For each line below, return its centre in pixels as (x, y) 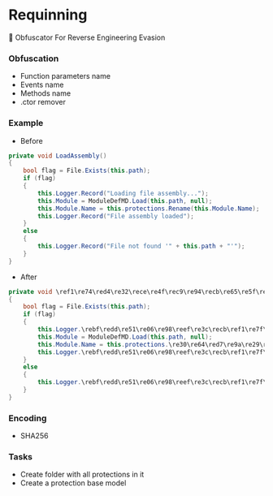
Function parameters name (65, 76)
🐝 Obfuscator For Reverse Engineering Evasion (87, 37)
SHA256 (34, 436)
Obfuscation (34, 58)
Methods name (45, 93)
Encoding (28, 418)
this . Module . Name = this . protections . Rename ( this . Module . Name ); (149, 209)
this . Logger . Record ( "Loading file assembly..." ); (123, 193)
